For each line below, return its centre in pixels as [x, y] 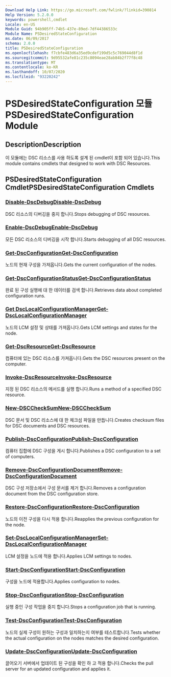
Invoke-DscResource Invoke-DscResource [58, 377]
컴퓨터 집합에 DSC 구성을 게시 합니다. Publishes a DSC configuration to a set [83, 450]
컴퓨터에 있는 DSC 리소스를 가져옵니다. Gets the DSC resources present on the [85, 358]
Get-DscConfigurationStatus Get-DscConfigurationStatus [78, 278]
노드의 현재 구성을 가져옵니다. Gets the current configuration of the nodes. [81, 265]
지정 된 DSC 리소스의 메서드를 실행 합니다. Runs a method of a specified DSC [83, 389]
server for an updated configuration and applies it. [58, 669]
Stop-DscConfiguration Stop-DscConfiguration [65, 595]
